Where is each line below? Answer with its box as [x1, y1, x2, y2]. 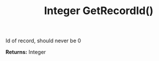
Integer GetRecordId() [44, 4, 154, 18]
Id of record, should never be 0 [5, 37, 81, 45]
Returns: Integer [5, 49, 46, 56]
